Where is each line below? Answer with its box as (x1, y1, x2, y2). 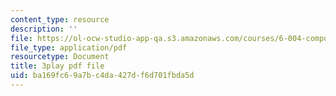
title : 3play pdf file (10, 61, 105, 71)
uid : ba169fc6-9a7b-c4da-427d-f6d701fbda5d (10, 71, 195, 81)
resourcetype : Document (10, 52, 110, 62)
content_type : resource (10, 14, 110, 25)
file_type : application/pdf (10, 42, 128, 53)
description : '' (10, 24, 78, 34)
